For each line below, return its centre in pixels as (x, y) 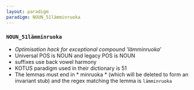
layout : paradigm (28, 12)
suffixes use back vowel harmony (56, 62)
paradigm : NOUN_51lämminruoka (43, 17)
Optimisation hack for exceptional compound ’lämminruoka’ (88, 49)
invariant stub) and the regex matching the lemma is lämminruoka (93, 81)
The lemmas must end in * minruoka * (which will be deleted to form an (101, 74)
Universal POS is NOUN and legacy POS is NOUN (75, 55)
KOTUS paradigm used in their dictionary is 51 (71, 68)
